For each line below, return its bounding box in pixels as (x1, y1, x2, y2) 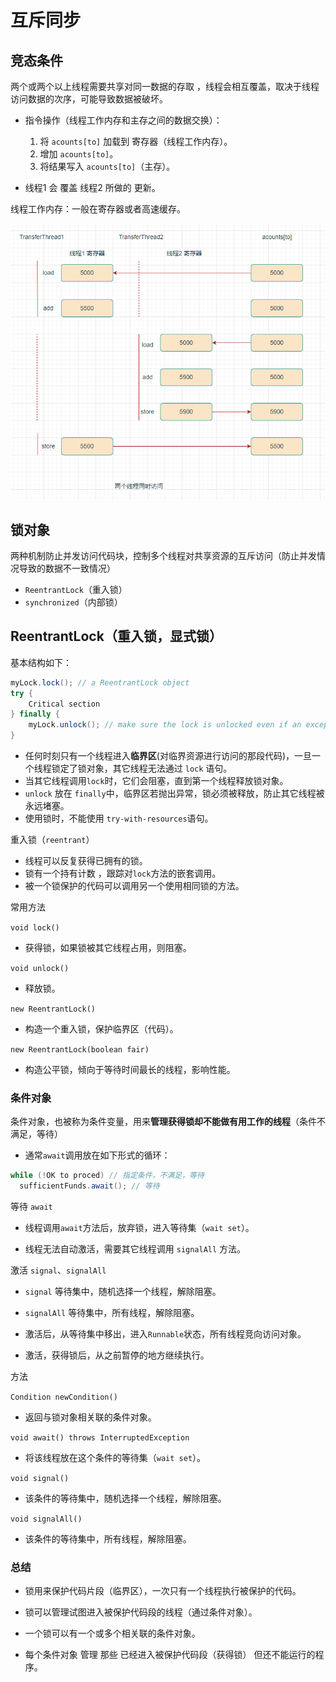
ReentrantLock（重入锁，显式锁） (10, 628, 223, 645)
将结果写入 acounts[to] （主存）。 (39, 161, 176, 172)
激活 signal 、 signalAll (10, 1264, 107, 1276)
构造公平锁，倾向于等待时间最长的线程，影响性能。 (24, 1064, 236, 1076)
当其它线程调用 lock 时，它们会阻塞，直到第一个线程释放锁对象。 (24, 775, 289, 787)
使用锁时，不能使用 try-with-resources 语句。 (24, 812, 214, 825)
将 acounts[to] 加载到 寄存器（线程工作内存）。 (39, 136, 233, 147)
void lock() (10, 923, 60, 933)
